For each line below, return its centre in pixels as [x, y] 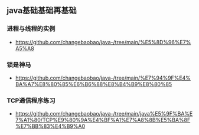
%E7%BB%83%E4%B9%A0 [50, 126]
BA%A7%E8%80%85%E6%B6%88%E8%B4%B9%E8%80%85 [94, 84]
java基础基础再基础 [42, 11]
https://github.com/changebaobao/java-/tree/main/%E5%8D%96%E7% [103, 42]
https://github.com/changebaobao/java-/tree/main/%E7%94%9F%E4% [103, 78]
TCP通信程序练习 [31, 100]
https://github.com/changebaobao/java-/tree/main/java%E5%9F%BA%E [104, 114]
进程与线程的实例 [31, 29]
